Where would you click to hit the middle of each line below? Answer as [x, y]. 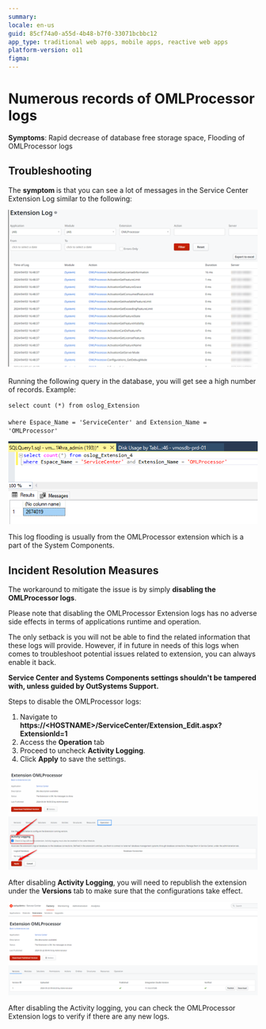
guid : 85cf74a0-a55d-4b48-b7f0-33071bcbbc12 [83, 33]
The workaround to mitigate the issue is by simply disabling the [112, 589]
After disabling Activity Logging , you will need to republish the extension [127, 882]
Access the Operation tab [62, 742]
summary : [23, 17]
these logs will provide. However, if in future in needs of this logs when [123, 645]
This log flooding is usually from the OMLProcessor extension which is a [126, 537]
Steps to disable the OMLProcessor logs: [75, 701]
